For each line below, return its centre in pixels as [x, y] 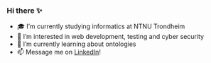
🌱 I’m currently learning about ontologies [76, 44]
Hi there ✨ [25, 11]
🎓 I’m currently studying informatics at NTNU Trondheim [101, 26]
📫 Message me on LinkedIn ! [59, 52]
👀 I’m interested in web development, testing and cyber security [110, 37]
